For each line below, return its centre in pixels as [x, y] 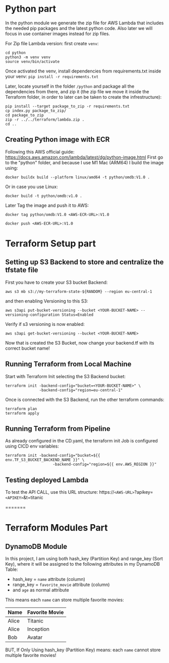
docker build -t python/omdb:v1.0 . [44, 196]
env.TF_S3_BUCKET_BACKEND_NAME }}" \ [45, 460]
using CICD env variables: [32, 446]
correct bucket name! [28, 348]
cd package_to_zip [24, 115]
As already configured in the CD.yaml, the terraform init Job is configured [81, 441]
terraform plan [21, 409]
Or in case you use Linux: [32, 187]
